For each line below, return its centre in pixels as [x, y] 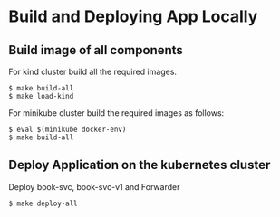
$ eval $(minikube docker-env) [68, 129]
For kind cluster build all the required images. [93, 71]
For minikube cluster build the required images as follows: [116, 113]
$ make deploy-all [43, 203]
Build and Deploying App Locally [133, 17]
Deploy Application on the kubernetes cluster [140, 165]
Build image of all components [96, 50]
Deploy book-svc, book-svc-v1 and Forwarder [94, 186]
